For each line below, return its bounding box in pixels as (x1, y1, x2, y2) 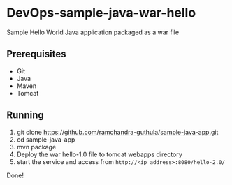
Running (6, 110, 45, 121)
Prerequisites (6, 48, 66, 60)
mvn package (16, 142, 57, 151)
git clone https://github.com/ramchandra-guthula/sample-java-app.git (16, 128, 219, 136)
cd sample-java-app (16, 135, 75, 144)
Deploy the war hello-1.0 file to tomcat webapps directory (16, 150, 182, 158)
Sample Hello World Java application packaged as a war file (6, 28, 180, 36)
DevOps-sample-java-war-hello (6, 5, 196, 21)
